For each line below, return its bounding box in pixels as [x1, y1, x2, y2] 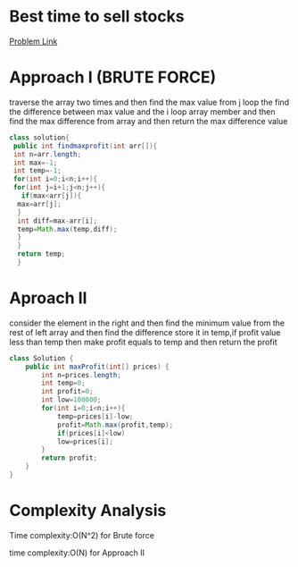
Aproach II [9, 288, 87, 309]
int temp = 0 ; [41, 378, 87, 388]
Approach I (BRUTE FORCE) [9, 67, 217, 88]
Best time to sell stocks [9, 6, 185, 27]
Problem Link [9, 36, 58, 47]
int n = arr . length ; [12, 149, 82, 158]
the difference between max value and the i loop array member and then [9, 106, 276, 117]
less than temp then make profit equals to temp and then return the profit [9, 336, 277, 347]
